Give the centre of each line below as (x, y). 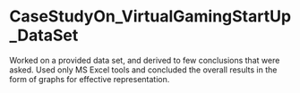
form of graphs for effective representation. (90, 79)
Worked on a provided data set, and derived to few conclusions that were (145, 60)
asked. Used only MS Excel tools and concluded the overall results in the (143, 70)
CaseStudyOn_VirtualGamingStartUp (150, 17)
